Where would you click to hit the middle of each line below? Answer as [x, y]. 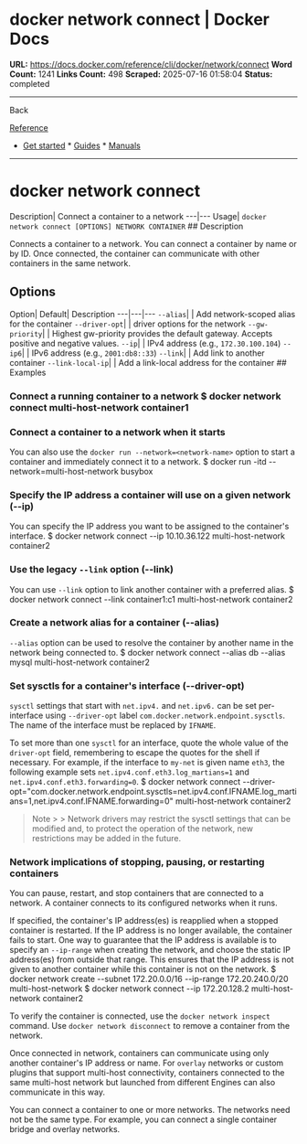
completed [30, 83]
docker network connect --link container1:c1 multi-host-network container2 [152, 599]
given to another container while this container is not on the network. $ [143, 969]
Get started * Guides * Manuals [82, 145]
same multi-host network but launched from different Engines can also [143, 1083]
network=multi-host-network [64, 471]
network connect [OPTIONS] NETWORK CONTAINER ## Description [127, 226]
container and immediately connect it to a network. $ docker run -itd [138, 461]
